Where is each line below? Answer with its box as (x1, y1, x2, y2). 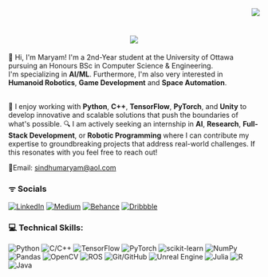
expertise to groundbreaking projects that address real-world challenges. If (8, 138, 255, 148)
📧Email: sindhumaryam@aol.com (8, 162, 117, 172)
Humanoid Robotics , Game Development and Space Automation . (8, 77, 227, 87)
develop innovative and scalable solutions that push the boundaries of (8, 110, 239, 119)
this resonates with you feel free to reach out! (8, 147, 158, 157)
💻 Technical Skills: (8, 222, 84, 233)
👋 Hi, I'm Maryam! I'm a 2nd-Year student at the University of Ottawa (8, 52, 234, 62)
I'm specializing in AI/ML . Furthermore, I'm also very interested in (8, 69, 223, 79)
